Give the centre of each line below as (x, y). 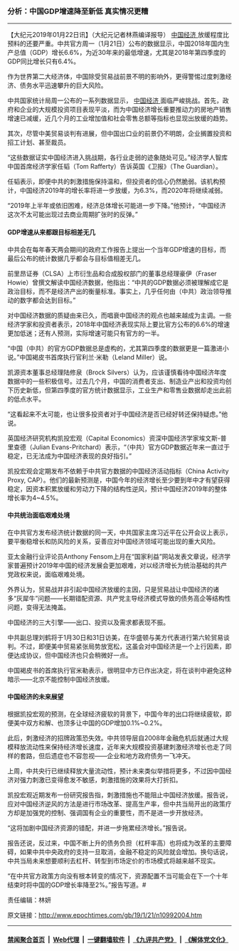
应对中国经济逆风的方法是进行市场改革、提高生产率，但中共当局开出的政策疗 (119, 804)
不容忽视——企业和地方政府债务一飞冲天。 (132, 755)
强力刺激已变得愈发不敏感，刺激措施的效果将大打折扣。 (101, 779)
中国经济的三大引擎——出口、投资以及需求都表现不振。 (88, 622)
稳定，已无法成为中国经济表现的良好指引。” (70, 456)
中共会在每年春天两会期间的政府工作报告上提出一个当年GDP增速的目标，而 (117, 249)
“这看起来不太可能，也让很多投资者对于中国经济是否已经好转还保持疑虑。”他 (118, 414)
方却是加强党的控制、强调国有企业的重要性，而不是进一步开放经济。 (107, 812)
